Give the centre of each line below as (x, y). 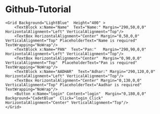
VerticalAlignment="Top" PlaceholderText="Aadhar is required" (74, 85)
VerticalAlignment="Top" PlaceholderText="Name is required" (71, 41)
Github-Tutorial (38, 9)
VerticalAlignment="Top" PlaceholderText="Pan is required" (71, 63)
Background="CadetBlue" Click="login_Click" (54, 98)
